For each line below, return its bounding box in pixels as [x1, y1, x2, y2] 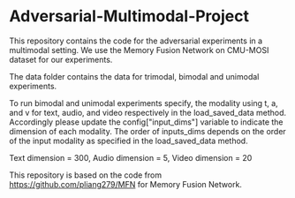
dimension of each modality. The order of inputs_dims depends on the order [9, 126, 287, 136]
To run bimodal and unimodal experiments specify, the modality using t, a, [9, 97, 278, 108]
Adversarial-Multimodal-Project [9, 6, 250, 27]
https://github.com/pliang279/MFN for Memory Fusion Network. [9, 179, 243, 189]
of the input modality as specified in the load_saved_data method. [9, 135, 249, 146]
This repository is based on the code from [9, 170, 162, 180]
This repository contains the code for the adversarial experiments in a [9, 35, 263, 46]
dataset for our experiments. [9, 54, 113, 65]
